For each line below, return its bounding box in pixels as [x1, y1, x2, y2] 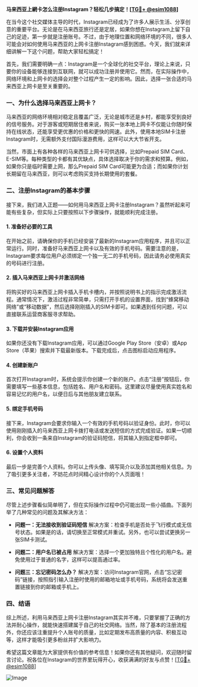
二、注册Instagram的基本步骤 [6, 186, 90, 195]
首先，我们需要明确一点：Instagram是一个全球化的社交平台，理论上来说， [6, 60, 186, 67]
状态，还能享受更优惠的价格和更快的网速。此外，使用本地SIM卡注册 [21, 128, 186, 135]
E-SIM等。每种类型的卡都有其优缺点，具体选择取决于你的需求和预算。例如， [6, 155, 192, 163]
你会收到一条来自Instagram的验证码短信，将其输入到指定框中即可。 [16, 434, 180, 441]
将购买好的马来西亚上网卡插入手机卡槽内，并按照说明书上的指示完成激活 [6, 289, 181, 295]
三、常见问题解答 [6, 487, 55, 495]
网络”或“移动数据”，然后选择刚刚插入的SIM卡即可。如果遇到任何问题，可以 [6, 303, 187, 310]
